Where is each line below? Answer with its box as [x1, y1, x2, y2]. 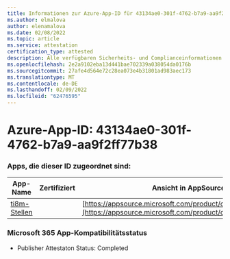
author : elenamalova [7, 23, 66, 29]
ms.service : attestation [7, 42, 78, 49]
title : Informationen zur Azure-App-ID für [7, 10, 133, 17]
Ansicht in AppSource [151, 183, 226, 193]
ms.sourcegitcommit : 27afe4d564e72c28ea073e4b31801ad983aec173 [7, 67, 192, 74]
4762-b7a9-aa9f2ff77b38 [7, 137, 158, 153]
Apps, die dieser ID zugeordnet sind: [7, 162, 131, 171]
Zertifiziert [39, 183, 75, 193]
